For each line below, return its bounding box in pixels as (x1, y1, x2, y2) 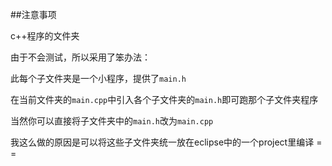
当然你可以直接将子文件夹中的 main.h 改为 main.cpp (10, 115, 214, 127)
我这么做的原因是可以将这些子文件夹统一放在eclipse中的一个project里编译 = (10, 136, 323, 148)
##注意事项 (10, 9, 57, 20)
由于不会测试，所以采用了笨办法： (10, 51, 151, 63)
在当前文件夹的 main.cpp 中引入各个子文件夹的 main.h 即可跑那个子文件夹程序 (10, 94, 319, 105)
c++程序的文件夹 (10, 30, 80, 42)
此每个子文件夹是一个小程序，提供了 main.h (10, 73, 187, 84)
